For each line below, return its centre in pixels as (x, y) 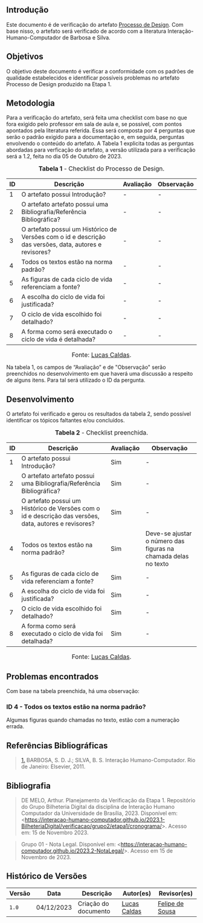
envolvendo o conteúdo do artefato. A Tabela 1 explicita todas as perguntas (100, 144)
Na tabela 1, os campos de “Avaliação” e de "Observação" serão (86, 367)
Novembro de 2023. (46, 857)
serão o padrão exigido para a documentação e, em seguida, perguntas (95, 137)
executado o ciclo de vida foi (62, 634)
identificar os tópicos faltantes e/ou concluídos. (66, 421)
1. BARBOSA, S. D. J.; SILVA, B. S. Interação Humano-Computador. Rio (108, 760)
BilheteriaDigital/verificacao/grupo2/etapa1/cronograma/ (91, 826)
